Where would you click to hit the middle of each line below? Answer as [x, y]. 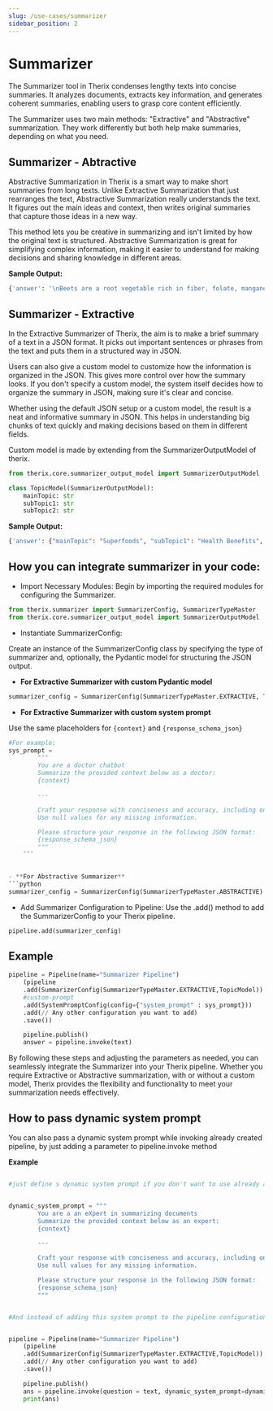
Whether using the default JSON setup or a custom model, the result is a [130, 408]
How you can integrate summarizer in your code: [134, 566]
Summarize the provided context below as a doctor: [127, 773]
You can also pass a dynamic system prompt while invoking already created [135, 1138]
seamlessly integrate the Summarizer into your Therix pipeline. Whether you [136, 1067]
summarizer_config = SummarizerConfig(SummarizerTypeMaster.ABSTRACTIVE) [136, 891]
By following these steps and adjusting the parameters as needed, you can [133, 1058]
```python [25, 884]
